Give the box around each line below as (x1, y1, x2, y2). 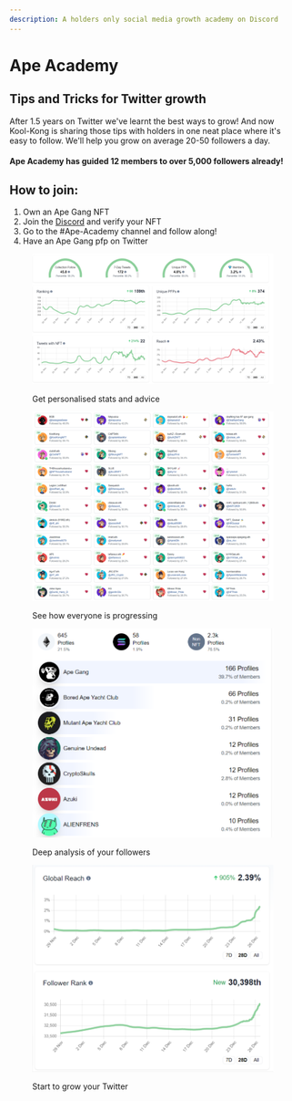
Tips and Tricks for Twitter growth (9, 91, 206, 107)
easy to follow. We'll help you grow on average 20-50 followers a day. (9, 135, 271, 146)
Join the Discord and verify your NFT (22, 216, 162, 227)
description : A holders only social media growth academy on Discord (9, 15, 279, 24)
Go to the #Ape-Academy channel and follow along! (22, 226, 217, 237)
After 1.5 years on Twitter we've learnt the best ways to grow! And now (9, 115, 275, 127)
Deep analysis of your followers (32, 847, 151, 857)
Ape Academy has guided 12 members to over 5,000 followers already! (9, 156, 284, 167)
